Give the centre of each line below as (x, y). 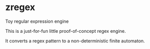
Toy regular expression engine (37, 21)
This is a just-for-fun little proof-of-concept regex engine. (66, 31)
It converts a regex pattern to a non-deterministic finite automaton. (75, 41)
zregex (20, 7)
